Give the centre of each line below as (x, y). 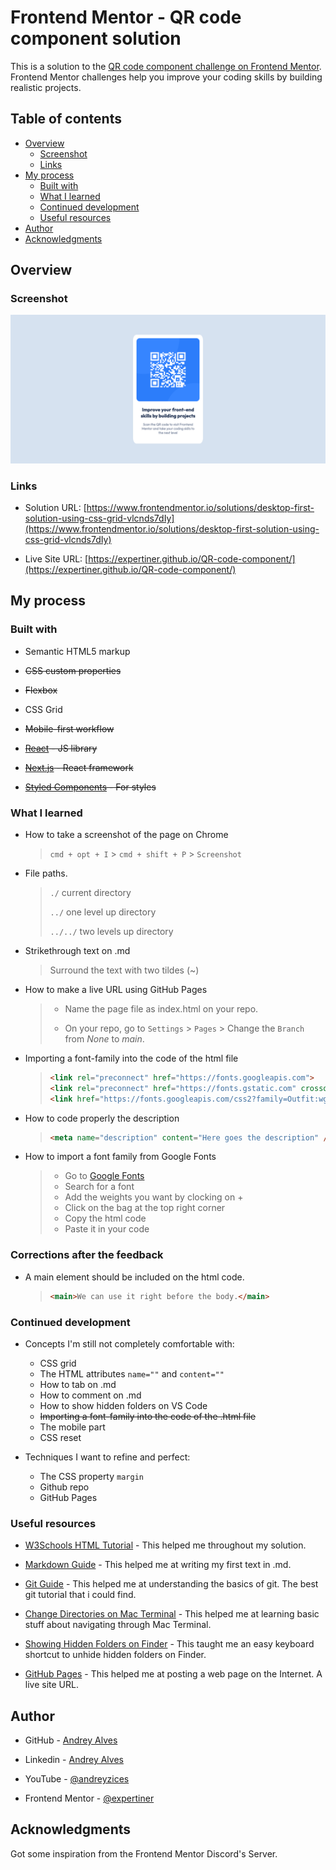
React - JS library (61, 748)
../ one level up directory (103, 912)
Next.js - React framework (79, 767)
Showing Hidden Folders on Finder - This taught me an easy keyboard (169, 1644)
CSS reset (60, 1437)
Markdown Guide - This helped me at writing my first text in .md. (158, 1565)
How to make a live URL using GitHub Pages (116, 989)
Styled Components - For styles (90, 787)
